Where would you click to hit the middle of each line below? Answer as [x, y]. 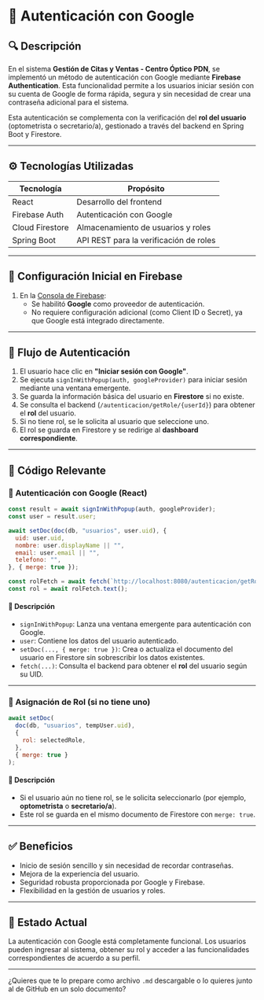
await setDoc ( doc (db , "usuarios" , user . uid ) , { [88, 530]
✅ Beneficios [40, 846]
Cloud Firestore [40, 227]
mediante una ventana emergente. [75, 388]
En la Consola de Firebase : [63, 295]
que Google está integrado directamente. [98, 320]
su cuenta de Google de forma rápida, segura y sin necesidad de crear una [130, 94]
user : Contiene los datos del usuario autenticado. [99, 641]
